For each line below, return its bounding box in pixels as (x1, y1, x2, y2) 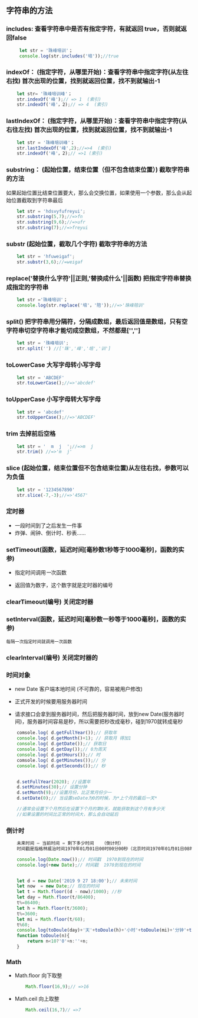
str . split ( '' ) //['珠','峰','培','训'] (16, 345, 111, 352)
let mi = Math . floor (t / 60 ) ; (16, 916, 85, 922)
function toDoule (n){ (16, 933, 70, 939)
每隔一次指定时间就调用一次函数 (6, 639, 72, 645)
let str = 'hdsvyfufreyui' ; (16, 208, 85, 214)
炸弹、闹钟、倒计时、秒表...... (14, 529, 86, 537)
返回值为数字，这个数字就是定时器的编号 (14, 581, 113, 589)
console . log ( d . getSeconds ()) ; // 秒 (16, 762, 106, 769)
